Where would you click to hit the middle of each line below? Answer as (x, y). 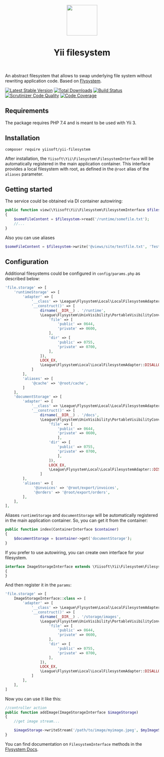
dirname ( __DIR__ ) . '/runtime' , (73, 311)
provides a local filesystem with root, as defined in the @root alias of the (77, 169)
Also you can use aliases (30, 238)
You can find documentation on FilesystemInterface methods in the (74, 744)
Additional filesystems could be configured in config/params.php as (73, 273)
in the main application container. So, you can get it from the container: (76, 520)
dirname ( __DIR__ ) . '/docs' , (69, 415)
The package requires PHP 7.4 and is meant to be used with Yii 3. (71, 123)
